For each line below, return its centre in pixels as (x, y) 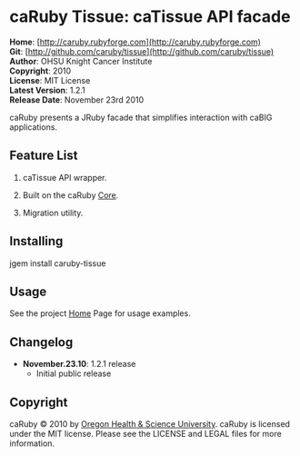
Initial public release (74, 373)
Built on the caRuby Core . (70, 195)
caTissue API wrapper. (65, 177)
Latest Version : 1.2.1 (47, 90)
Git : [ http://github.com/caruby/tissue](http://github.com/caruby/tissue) (142, 51)
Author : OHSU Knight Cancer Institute (81, 61)
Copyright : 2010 (40, 71)
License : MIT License (50, 80)
